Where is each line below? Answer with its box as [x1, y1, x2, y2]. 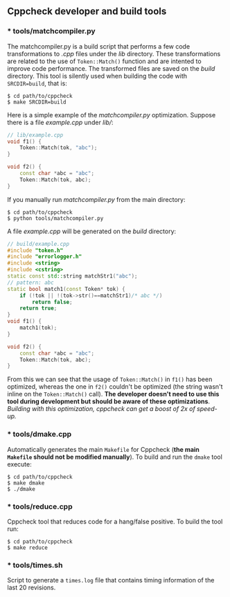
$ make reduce [7, 544, 48, 551]
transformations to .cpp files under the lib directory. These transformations [7, 49, 221, 58]
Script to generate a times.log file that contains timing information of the [7, 576, 215, 585]
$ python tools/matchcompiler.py [7, 215, 104, 221]
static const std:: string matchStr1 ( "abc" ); [7, 273, 138, 280]
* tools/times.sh [7, 560, 63, 570]
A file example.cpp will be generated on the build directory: [7, 227, 177, 235]
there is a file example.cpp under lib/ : [7, 118, 114, 126]
